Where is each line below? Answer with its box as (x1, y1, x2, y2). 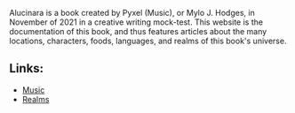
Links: (9, 61, 44, 76)
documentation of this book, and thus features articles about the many (9, 26, 267, 36)
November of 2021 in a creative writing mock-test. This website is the (9, 17, 264, 27)
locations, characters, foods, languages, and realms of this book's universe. (9, 35, 287, 46)
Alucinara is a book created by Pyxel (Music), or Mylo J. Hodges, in (9, 8, 255, 18)
